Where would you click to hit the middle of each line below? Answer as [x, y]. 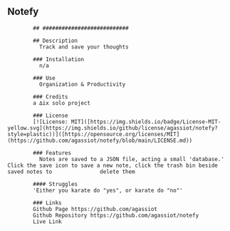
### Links [47, 202]
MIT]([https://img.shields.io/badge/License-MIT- [146, 122]
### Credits [51, 97]
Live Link [47, 221]
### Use [44, 78]
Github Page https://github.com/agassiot [95, 209]
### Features [52, 153]
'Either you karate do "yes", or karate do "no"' [108, 190]
